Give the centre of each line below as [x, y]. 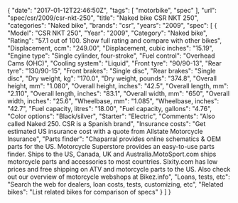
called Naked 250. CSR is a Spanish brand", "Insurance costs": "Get [107, 124]
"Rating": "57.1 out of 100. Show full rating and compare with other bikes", [115, 41]
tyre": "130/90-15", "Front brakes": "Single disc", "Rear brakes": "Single [112, 71]
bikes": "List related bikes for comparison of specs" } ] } [90, 192]
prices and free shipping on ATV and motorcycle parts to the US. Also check [119, 169]
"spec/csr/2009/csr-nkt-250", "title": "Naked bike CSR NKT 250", [103, 18]
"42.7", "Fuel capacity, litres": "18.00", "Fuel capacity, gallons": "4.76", [109, 109]
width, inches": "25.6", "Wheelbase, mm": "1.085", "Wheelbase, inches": [113, 101]
